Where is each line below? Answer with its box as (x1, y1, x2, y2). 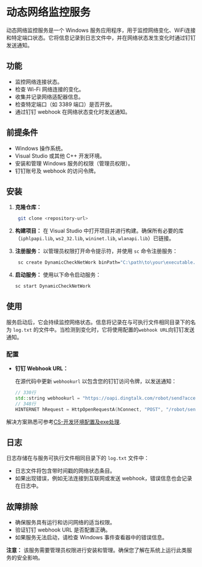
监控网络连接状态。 (14, 78, 63, 85)
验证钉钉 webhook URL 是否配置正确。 (14, 526, 111, 533)
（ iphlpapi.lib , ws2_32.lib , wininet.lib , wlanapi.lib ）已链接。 (14, 235, 174, 242)
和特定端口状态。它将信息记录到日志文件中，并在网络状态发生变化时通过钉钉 (6, 34, 196, 41)
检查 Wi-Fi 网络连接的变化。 (14, 85, 84, 93)
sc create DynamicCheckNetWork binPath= (17, 259, 121, 265)
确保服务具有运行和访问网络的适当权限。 (14, 519, 115, 526)
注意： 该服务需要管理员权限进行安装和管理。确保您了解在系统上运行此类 (6, 547, 187, 554)
